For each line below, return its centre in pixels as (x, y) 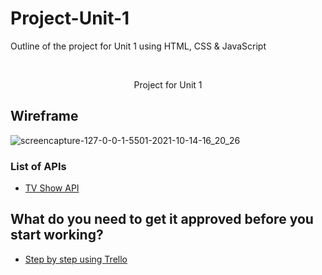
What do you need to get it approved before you (162, 219)
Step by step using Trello (76, 259)
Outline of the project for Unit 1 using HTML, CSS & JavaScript (138, 46)
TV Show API (52, 188)
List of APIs (38, 166)
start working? (57, 235)
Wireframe (44, 116)
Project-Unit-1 (70, 18)
